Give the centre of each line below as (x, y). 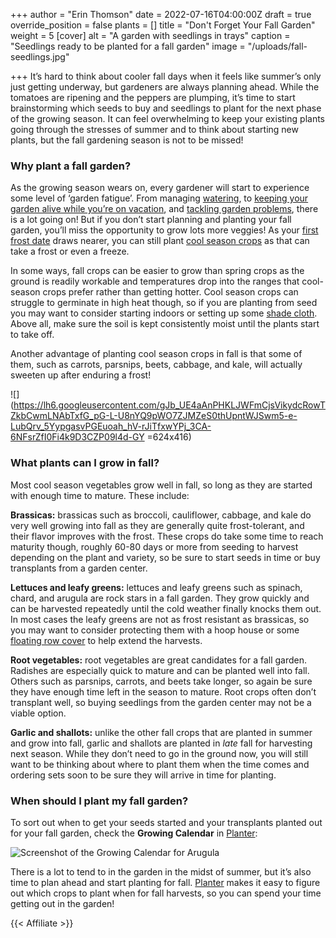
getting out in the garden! (62, 903)
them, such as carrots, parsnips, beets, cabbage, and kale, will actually (156, 365)
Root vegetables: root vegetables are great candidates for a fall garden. (158, 660)
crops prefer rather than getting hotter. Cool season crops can (170, 292)
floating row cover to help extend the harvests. (106, 640)
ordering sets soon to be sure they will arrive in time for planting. (143, 775)
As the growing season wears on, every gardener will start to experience (160, 188)
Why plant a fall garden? (71, 166)
